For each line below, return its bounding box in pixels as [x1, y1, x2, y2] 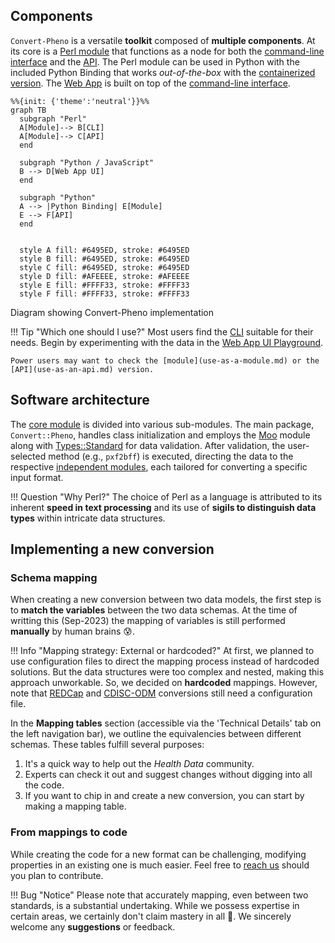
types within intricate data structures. [10, 512, 166, 524]
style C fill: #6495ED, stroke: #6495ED [19, 262, 190, 273]
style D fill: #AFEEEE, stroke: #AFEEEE [19, 271, 190, 281]
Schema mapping [10, 570, 98, 584]
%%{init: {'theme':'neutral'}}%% [10, 96, 150, 106]
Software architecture [10, 392, 150, 409]
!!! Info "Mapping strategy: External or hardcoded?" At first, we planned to [10, 645, 315, 657]
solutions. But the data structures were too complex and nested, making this [10, 666, 325, 678]
